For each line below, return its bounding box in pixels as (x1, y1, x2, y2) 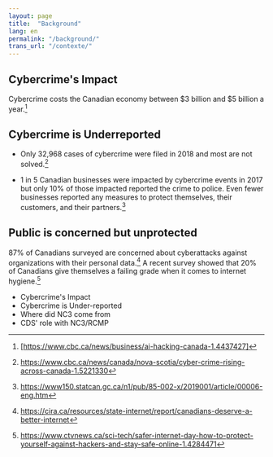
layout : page (8, 11, 53, 20)
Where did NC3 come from (19, 309, 111, 319)
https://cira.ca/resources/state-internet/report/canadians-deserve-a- (19, 406, 253, 415)
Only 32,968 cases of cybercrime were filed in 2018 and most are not (19, 149, 253, 159)
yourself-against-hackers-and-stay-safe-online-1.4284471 (19, 439, 217, 449)
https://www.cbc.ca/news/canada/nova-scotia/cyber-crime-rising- (19, 357, 245, 367)
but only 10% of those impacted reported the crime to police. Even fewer (19, 184, 264, 194)
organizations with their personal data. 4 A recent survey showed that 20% (8, 256, 258, 267)
